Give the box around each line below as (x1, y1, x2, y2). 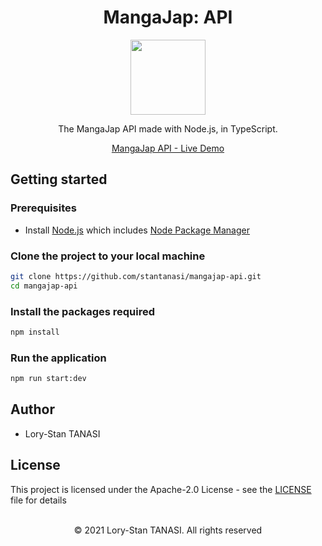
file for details (10, 494, 67, 506)
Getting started (10, 171, 108, 188)
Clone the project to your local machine (10, 249, 206, 263)
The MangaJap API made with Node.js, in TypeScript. (58, 122, 278, 135)
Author (10, 401, 55, 418)
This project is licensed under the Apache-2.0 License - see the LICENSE (10, 483, 312, 495)
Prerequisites (10, 201, 77, 215)
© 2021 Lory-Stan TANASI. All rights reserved (73, 524, 263, 536)
